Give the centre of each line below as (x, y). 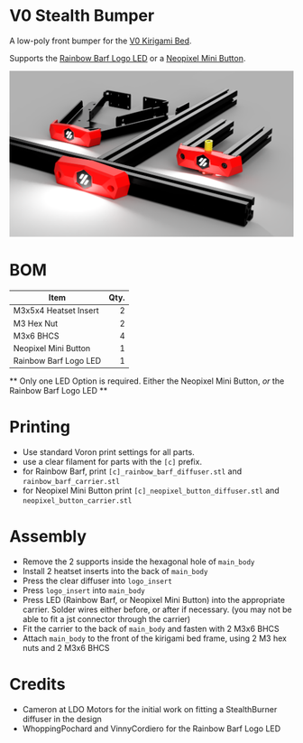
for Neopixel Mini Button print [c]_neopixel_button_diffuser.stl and (151, 490)
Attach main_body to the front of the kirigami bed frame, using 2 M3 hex (154, 638)
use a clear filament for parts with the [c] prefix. (112, 461)
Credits (37, 685)
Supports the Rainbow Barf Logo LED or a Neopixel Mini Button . (128, 58)
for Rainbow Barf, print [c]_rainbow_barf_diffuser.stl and (132, 471)
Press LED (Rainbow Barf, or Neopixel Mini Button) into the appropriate (154, 599)
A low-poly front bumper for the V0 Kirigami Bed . (101, 41)
